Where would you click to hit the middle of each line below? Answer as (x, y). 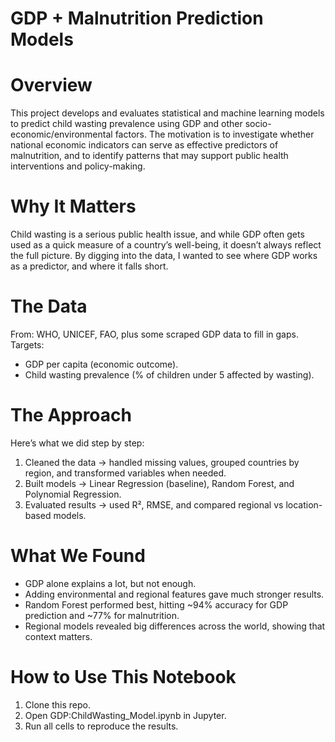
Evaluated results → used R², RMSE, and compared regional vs (154, 504)
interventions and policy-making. (78, 166)
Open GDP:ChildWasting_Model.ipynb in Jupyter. (125, 715)
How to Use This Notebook (123, 677)
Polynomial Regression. (73, 494)
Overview (51, 85)
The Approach (71, 415)
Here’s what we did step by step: (77, 443)
